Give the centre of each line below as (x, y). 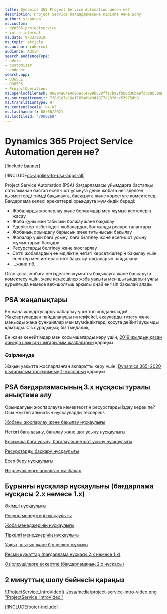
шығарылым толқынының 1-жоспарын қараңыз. (56, 371)
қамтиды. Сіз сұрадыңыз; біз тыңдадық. (48, 327)
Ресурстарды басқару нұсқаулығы (42, 451)
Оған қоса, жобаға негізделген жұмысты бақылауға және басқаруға (78, 273)
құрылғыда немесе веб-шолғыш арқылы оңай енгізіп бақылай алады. (80, 284)
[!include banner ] (23, 166)
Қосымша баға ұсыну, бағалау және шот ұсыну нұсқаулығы (69, 441)
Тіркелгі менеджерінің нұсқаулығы (42, 535)
